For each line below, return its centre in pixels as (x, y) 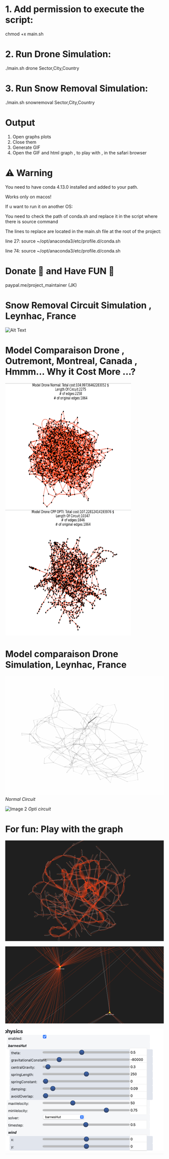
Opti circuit (40, 809)
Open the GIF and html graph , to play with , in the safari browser (79, 152)
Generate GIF (26, 147)
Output (20, 123)
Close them (24, 142)
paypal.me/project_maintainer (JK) (41, 285)
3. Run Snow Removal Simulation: (77, 89)
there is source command (32, 221)
